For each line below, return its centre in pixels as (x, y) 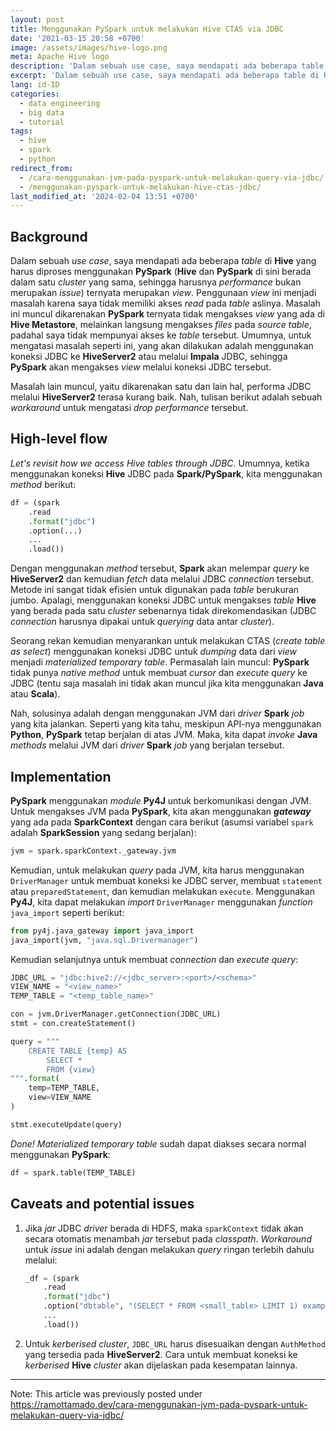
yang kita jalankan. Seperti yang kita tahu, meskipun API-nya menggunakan (166, 724)
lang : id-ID (35, 85)
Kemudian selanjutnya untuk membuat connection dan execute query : (154, 959)
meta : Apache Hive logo (60, 57)
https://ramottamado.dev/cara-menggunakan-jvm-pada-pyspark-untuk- (159, 1404)
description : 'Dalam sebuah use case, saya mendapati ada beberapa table (167, 66)
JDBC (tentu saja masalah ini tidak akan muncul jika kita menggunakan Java (167, 683)
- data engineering (60, 103)
